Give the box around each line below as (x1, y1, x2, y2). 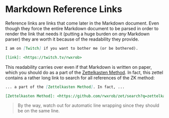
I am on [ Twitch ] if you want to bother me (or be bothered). (5, 46, 138, 51)
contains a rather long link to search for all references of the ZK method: (5, 74, 155, 81)
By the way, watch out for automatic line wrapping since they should (17, 102, 159, 108)
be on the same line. (17, 108, 60, 114)
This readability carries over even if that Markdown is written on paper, (5, 64, 152, 70)
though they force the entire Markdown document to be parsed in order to (5, 25, 159, 31)
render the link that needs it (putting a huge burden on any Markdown (5, 31, 150, 37)
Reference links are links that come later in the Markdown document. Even (5, 20, 159, 26)
